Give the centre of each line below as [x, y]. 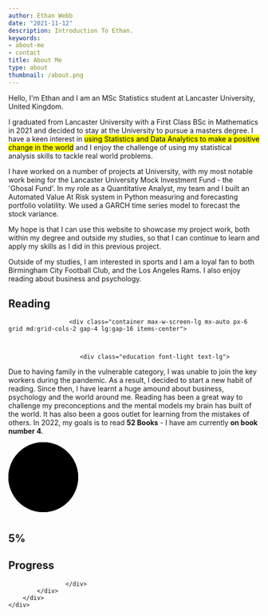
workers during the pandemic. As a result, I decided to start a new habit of [130, 380]
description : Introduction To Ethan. [71, 30]
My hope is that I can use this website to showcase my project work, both [129, 229]
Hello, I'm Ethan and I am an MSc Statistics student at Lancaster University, [132, 97]
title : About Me [35, 61]
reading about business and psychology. [75, 278]
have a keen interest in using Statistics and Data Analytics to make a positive [134, 139]
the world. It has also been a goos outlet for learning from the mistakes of [129, 414]
